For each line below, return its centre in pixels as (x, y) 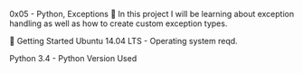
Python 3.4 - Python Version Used (73, 58)
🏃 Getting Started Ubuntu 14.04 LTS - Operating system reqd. (123, 41)
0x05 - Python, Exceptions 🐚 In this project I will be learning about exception (152, 14)
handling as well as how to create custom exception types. (118, 23)
